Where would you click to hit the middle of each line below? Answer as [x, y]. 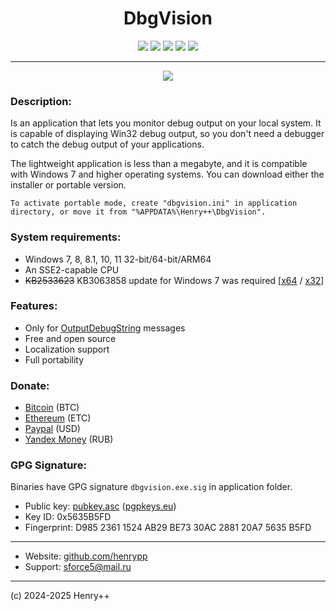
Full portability [54, 359]
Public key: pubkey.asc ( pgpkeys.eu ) [100, 506]
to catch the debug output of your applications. [107, 144]
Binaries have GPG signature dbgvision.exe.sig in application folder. [151, 487]
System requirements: [66, 237]
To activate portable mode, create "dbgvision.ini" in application [154, 203]
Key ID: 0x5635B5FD [68, 517]
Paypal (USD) [52, 429]
